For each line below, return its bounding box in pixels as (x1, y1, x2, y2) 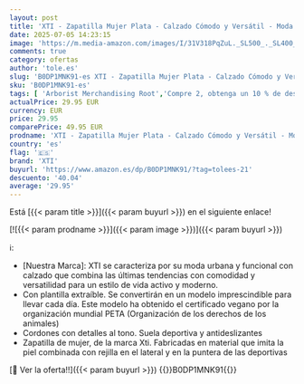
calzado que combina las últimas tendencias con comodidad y (22, 270, 256, 281)
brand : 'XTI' (9, 156, 59, 166)
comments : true (9, 47, 67, 56)
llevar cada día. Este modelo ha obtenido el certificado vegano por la (22, 299, 279, 310)
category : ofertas (9, 55, 79, 64)
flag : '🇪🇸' (9, 148, 54, 157)
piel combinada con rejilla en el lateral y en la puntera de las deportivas (22, 347, 288, 358)
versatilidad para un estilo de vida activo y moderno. (22, 280, 219, 291)
